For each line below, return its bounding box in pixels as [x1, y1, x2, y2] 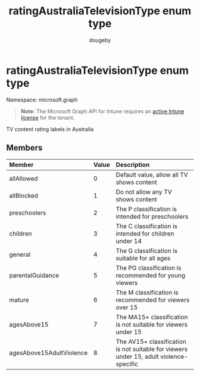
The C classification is [115, 222, 177, 230]
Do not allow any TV [115, 188, 172, 196]
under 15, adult [115, 352, 159, 361]
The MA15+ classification [115, 313, 189, 321]
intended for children [115, 229, 174, 238]
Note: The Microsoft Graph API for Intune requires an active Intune [20, 107, 185, 114]
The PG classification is [115, 263, 182, 272]
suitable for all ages [115, 254, 171, 262]
